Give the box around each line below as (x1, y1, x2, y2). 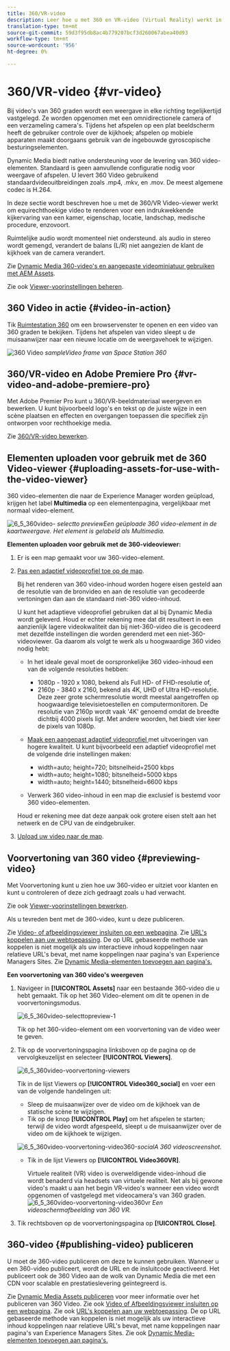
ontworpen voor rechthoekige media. (7, 419, 112, 427)
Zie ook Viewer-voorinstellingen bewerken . (7, 902, 129, 910)
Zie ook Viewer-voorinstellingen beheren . (7, 282, 124, 290)
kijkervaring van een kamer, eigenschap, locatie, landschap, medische (7, 213, 205, 222)
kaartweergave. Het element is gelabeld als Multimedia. (7, 527, 166, 535)
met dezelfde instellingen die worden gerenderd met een (16, 630, 177, 638)
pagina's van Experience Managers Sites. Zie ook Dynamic (7, 1328, 173, 1337)
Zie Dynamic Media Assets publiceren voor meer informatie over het (7, 1292, 200, 1300)
